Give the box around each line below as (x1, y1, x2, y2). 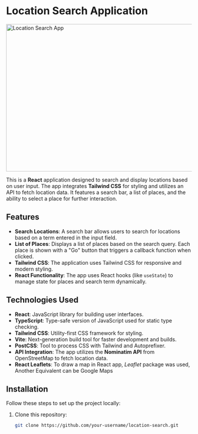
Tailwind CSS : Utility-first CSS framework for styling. (14, 329, 144, 337)
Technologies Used (6, 295, 78, 305)
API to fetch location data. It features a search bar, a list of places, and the (6, 189, 186, 196)
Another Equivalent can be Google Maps (14, 367, 113, 374)
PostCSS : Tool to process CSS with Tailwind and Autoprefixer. (14, 342, 166, 349)
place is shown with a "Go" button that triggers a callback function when (14, 246, 192, 254)
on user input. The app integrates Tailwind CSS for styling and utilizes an (6, 182, 184, 189)
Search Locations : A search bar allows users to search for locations (14, 228, 181, 235)
